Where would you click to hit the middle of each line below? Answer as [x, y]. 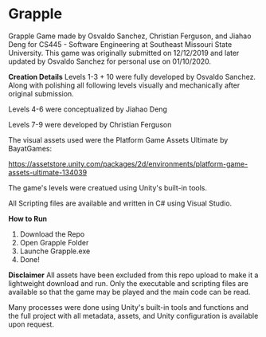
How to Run [28, 218]
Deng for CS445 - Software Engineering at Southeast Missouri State [120, 44]
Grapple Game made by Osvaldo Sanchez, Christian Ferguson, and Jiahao [130, 36]
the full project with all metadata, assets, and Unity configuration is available [133, 315]
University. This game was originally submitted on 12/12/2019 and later [124, 53]
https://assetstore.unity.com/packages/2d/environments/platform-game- [128, 163]
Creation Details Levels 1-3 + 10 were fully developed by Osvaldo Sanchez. [132, 76]
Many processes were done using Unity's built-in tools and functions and [129, 307]
